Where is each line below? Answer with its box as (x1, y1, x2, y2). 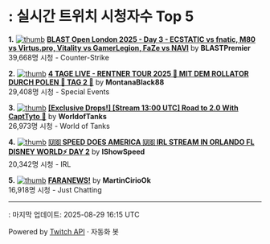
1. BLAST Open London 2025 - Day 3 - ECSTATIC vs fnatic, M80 (8, 34, 256, 44)
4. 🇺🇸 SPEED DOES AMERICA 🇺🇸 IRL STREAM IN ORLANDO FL (8, 137, 255, 147)
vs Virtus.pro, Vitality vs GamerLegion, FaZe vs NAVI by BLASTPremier (8, 43, 252, 52)
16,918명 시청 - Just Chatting (8, 184, 102, 194)
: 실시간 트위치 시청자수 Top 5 (8, 7, 194, 26)
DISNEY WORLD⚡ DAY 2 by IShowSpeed (8, 147, 145, 156)
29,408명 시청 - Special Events (8, 86, 110, 97)
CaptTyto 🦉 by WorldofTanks (8, 111, 107, 121)
